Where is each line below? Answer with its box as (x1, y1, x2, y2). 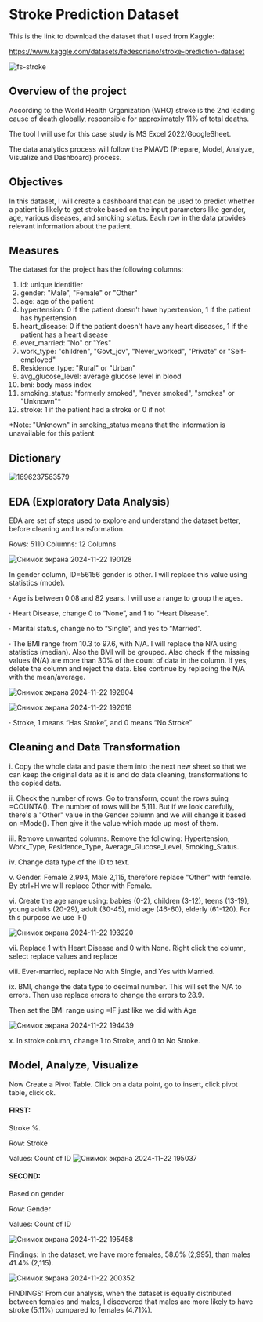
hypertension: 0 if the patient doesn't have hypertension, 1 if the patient (20, 305, 251, 315)
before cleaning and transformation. (9, 524, 125, 533)
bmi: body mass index (20, 380, 92, 389)
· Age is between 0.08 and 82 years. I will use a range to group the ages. (9, 593, 243, 602)
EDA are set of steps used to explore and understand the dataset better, (9, 516, 241, 525)
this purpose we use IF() (9, 912, 88, 922)
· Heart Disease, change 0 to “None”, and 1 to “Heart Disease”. (9, 608, 210, 618)
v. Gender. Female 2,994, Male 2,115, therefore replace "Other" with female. (9, 872, 252, 882)
